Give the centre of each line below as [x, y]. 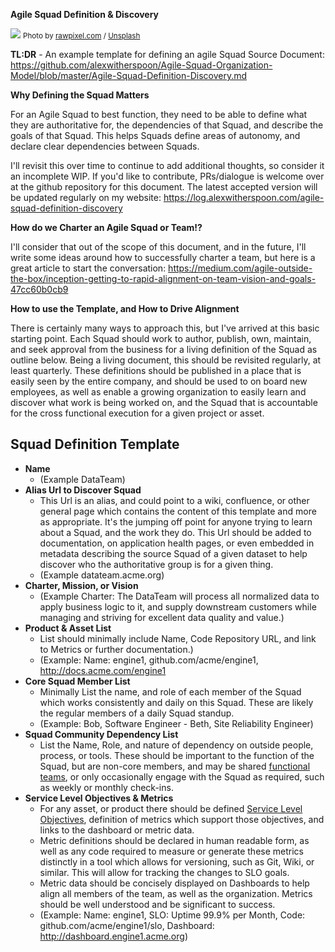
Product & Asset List [68, 628]
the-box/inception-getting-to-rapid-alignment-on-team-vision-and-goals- [163, 278]
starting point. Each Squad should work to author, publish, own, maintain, [161, 338]
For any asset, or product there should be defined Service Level [171, 808]
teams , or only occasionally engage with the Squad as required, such [182, 776]
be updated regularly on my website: [86, 197]
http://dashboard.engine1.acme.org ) [113, 936]
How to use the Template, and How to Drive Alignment [125, 308]
